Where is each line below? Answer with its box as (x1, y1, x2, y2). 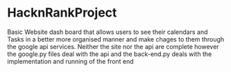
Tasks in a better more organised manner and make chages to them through (7, 35, 225, 43)
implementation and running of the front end (7, 57, 134, 65)
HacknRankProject (7, 5, 117, 21)
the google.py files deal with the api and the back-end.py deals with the (7, 50, 212, 58)
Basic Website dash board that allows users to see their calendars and (7, 28, 208, 36)
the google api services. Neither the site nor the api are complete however (7, 42, 220, 51)
